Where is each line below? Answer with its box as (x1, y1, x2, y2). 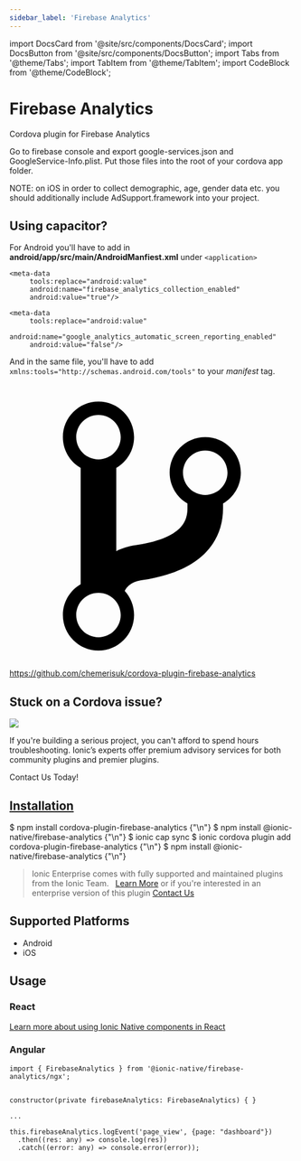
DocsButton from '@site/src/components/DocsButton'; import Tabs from (9, 47, 280, 59)
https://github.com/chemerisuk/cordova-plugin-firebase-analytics (9, 668, 256, 679)
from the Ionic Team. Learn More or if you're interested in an (31, 878, 261, 888)
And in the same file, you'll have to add (9, 356, 155, 367)
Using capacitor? (9, 218, 108, 233)
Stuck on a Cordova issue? (9, 694, 163, 709)
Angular (9, 1044, 46, 1056)
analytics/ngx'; (9, 1072, 71, 1081)
